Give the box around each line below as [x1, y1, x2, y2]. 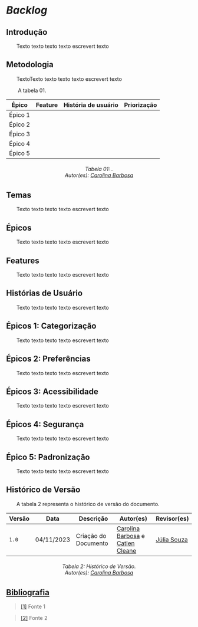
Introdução [6, 27, 48, 37]
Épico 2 [9, 120, 31, 129]
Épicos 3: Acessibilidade [6, 386, 98, 396]
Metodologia [6, 60, 54, 70]
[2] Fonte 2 [20, 615, 48, 622]
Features [6, 255, 39, 265]
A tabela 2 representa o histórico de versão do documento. [16, 500, 160, 507]
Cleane [117, 546, 137, 554]
